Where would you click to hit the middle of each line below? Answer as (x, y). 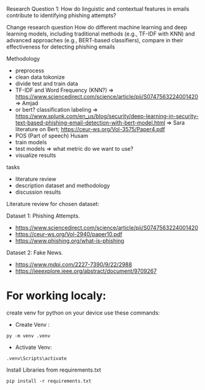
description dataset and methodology (62, 185)
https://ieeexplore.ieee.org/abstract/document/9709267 (86, 271)
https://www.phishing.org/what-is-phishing (69, 241)
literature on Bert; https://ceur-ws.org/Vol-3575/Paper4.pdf (90, 129)
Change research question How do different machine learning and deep (97, 27)
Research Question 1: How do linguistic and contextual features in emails (98, 9)
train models (31, 142)
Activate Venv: (33, 347)
